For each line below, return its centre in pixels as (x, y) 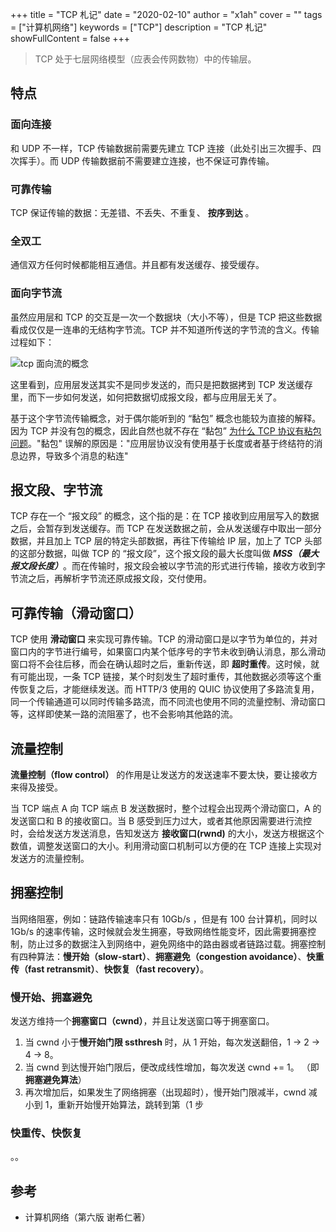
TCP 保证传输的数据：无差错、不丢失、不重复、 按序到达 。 (132, 212)
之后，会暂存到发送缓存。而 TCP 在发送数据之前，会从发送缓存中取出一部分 (166, 529)
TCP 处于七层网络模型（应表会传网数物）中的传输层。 (145, 59)
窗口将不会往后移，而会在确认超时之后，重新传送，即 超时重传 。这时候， (160, 664)
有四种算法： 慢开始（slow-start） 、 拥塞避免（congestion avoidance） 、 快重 (167, 956)
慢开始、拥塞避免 (51, 997)
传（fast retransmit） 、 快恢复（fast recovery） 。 (110, 969)
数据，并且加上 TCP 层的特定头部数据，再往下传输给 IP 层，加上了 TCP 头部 (166, 541)
